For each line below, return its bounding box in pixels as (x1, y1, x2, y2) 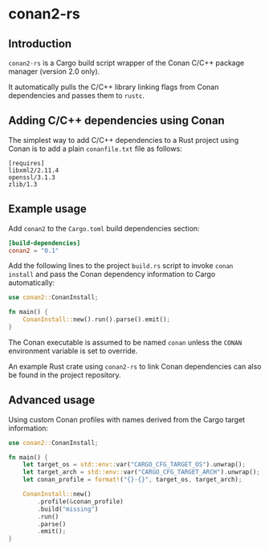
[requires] (8, 159, 45, 167)
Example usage (8, 202, 87, 216)
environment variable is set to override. (8, 346, 138, 356)
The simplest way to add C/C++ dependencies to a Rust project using (8, 135, 239, 145)
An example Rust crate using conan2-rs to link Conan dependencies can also (8, 361, 262, 371)
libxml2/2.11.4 (8, 166, 59, 174)
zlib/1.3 (8, 180, 38, 189)
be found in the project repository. (8, 370, 122, 380)
